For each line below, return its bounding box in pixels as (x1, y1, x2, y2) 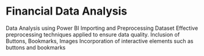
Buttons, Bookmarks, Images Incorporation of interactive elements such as (5, 37, 194, 44)
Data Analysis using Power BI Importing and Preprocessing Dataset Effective (5, 24, 199, 32)
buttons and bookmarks (5, 44, 66, 51)
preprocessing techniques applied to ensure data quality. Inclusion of (5, 30, 180, 38)
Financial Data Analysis (5, 4, 128, 18)
